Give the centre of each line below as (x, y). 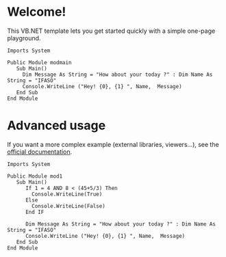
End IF (35, 212)
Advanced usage (56, 125)
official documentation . (40, 152)
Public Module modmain (39, 62)
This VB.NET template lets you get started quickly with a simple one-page (111, 31)
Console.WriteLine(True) (67, 194)
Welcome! (37, 12)
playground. (24, 38)
